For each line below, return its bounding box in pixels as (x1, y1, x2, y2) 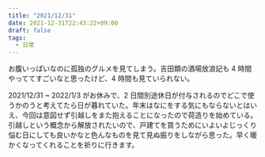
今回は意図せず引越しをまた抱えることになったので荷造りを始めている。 (21, 110, 258, 120)
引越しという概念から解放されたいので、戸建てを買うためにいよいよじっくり (8, 121, 257, 130)
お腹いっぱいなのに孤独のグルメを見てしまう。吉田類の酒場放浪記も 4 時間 (8, 64, 252, 74)
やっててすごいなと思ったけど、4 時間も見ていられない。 (8, 74, 195, 83)
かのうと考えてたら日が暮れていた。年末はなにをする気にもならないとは (14, 101, 251, 110)
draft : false (8, 26, 51, 34)
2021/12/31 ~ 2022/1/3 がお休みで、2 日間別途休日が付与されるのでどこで (8, 90, 248, 100)
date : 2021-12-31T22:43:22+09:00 (8, 19, 119, 27)
